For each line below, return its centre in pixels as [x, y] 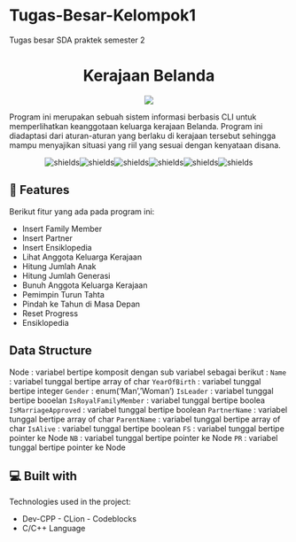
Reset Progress [50, 313]
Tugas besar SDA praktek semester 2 [77, 40]
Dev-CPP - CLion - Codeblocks [79, 519]
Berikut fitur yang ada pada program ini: [82, 211]
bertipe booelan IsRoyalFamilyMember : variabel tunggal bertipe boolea [137, 400]
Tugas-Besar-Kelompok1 [103, 15]
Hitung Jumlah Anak [59, 266]
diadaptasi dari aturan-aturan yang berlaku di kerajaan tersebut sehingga [143, 135]
